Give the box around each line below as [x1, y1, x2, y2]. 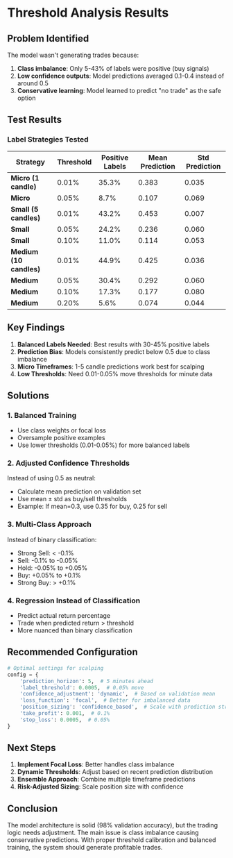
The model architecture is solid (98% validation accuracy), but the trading [7, 821, 218, 830]
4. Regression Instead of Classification [7, 596, 141, 605]
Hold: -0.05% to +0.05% [17, 564, 88, 572]
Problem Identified [7, 33, 89, 44]
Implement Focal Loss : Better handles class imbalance [17, 760, 175, 768]
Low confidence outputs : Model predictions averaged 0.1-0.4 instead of [17, 71, 225, 80]
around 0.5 [17, 79, 49, 87]
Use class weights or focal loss [17, 426, 106, 435]
